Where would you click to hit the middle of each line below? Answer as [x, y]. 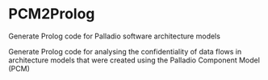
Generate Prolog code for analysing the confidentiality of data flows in [125, 51]
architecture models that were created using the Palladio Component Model [134, 60]
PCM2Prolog [52, 14]
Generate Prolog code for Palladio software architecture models [114, 36]
